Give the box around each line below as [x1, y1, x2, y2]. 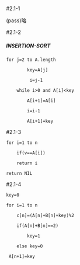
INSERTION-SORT [6, 42, 51, 49]
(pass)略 [6, 17, 27, 24]
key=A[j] [27, 67, 48, 73]
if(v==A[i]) [16, 150, 46, 156]
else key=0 [16, 243, 43, 249]
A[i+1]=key [27, 118, 54, 124]
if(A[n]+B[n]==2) [16, 222, 59, 229]
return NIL [6, 170, 33, 176]
